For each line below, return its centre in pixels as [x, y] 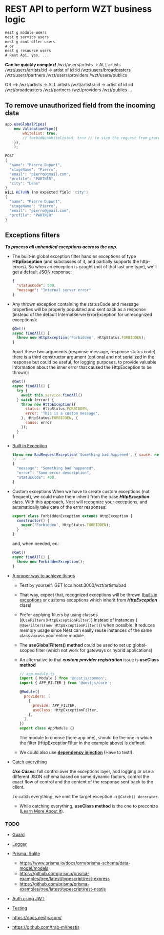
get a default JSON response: [42, 272]
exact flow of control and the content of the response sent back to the [83, 782]
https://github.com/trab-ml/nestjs [46, 927]
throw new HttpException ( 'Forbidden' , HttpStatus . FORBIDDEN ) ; [81, 338]
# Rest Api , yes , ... [27, 55]
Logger [19, 844]
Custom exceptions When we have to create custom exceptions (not [81, 491]
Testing [20, 908]
